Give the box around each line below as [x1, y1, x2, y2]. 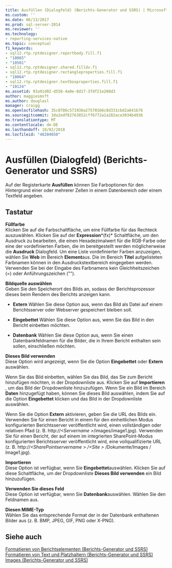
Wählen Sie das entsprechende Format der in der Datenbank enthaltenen [5, 512, 159, 518]
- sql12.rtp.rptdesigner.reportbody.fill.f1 [5, 50, 102, 56]
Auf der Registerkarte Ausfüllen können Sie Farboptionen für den [5, 182, 144, 188]
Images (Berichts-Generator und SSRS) [5, 557, 89, 563]
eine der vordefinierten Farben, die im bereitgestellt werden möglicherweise [5, 243, 165, 249]
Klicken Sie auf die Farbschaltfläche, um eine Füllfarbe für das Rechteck [5, 227, 157, 233]
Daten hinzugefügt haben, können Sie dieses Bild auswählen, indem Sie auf [5, 390, 165, 396]
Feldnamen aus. [5, 497, 39, 503]
